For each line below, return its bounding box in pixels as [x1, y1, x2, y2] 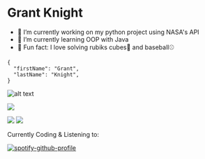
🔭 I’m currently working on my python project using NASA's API [17, 28, 200, 36]
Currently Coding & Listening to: [7, 130, 100, 138]
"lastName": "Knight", [13, 71, 79, 78]
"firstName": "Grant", [13, 65, 79, 72]
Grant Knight [7, 5, 84, 21]
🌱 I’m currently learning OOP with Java [17, 35, 129, 43]
